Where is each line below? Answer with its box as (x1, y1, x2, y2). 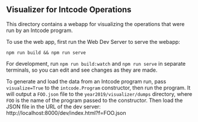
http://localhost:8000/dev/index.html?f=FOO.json (6, 109, 126, 116)
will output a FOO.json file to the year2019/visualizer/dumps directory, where (6, 90, 193, 97)
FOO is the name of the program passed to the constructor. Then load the (6, 97, 183, 104)
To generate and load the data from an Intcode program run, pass (6, 78, 167, 85)
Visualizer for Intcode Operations (6, 5, 132, 15)
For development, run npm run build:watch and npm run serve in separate (6, 60, 186, 67)
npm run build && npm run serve (6, 50, 86, 56)
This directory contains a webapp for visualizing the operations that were (6, 20, 185, 27)
